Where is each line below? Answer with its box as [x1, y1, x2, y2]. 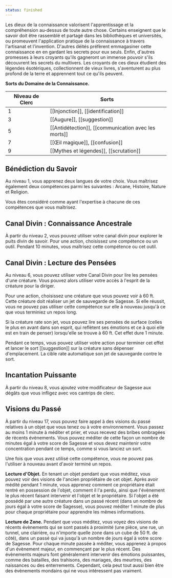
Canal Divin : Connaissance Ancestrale [5, 219, 132, 228]
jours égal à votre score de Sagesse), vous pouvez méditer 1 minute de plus [5, 503, 165, 509]
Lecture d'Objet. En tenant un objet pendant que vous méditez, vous [5, 471, 151, 477]
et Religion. [5, 189, 29, 195]
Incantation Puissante [5, 371, 77, 380]
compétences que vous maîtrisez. [5, 204, 77, 210]
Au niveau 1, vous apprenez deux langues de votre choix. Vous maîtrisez [5, 178, 158, 184]
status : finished [5, 7, 42, 13]
